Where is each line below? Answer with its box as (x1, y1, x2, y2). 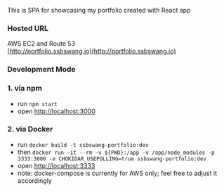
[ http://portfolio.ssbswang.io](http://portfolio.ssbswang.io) (7, 47, 176, 56)
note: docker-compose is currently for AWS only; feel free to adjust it (17, 169, 218, 177)
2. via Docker (7, 124, 53, 134)
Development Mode (7, 65, 76, 75)
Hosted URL (7, 23, 49, 33)
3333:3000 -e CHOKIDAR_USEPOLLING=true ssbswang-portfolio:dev (17, 155, 207, 162)
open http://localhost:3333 (17, 161, 95, 169)
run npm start (17, 99, 58, 108)
